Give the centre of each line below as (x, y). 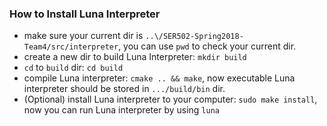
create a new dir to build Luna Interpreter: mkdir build (135, 57)
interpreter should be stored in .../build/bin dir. (124, 89)
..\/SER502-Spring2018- (194, 37)
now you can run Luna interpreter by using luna (121, 110)
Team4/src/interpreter (71, 47)
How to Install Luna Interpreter (85, 14)
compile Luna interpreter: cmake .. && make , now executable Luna (159, 78)
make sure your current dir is (83, 36)
